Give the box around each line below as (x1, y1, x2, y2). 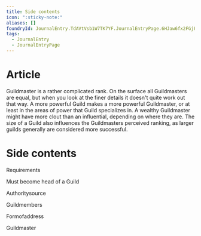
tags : (6, 31, 20, 37)
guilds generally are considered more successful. (6, 125, 128, 133)
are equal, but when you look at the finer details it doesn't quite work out (6, 94, 185, 101)
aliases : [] (6, 20, 36, 26)
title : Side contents (6, 8, 60, 15)
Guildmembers (6, 201, 43, 208)
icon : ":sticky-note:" (6, 14, 63, 20)
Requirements (6, 166, 41, 173)
